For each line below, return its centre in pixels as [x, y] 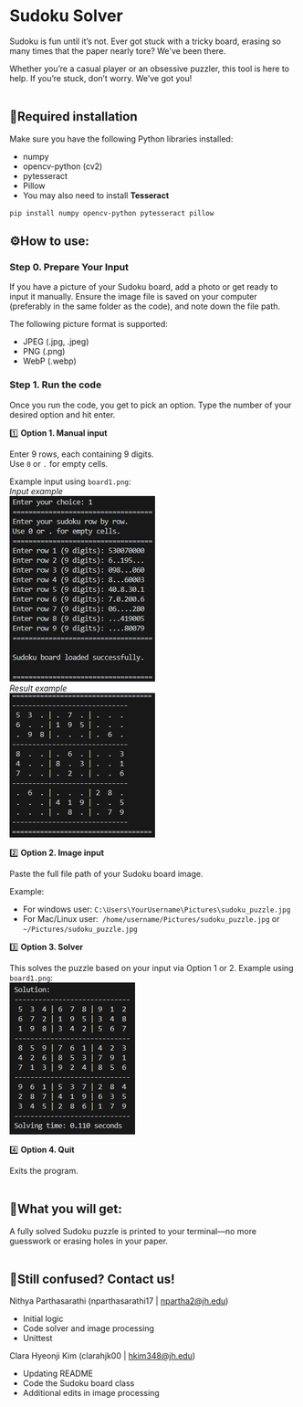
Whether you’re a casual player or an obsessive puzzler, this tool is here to [150, 69]
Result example [38, 688]
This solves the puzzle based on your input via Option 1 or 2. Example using [151, 968]
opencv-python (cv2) [63, 166]
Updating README [58, 1374]
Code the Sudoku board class [78, 1383]
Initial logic [43, 1319]
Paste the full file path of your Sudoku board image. [106, 873]
